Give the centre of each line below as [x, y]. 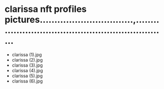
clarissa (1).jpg [27, 54]
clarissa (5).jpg [27, 76]
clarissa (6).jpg [27, 81]
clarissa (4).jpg [27, 70]
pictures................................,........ [82, 20]
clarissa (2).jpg [27, 60]
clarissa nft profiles [46, 9]
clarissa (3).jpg [27, 65]
